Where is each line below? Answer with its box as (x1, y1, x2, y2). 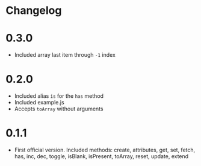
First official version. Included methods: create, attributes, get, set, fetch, (14, 146, 196, 153)
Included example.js (14, 99, 64, 106)
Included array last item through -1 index (14, 51, 116, 59)
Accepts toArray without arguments (14, 105, 104, 112)
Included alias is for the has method (14, 92, 104, 100)
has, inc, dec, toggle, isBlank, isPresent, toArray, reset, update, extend (14, 153, 189, 160)
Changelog (5, 4, 62, 18)
